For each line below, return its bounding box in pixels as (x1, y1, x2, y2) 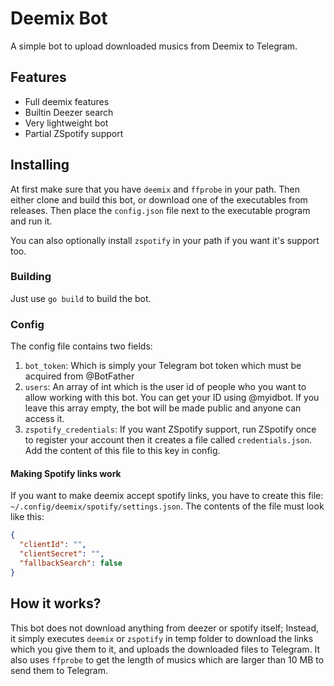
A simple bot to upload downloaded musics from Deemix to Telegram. (10, 40, 298, 52)
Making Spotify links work (10, 467, 122, 479)
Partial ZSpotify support (24, 127, 124, 139)
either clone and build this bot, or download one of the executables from (10, 193, 308, 206)
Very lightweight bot (24, 117, 109, 129)
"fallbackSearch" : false (19, 558, 123, 568)
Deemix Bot (10, 7, 108, 30)
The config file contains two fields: (10, 340, 153, 352)
